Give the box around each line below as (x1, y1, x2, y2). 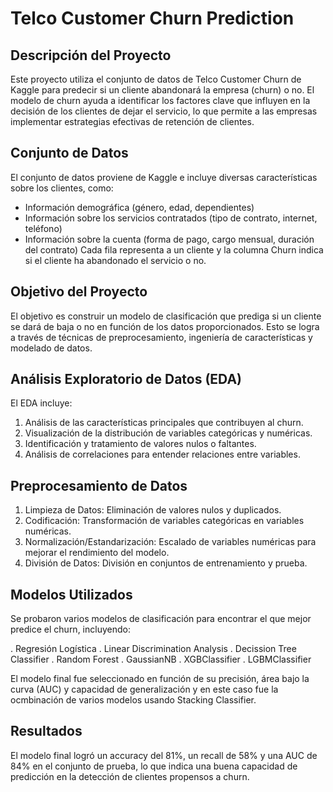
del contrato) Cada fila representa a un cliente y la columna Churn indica (24, 243, 324, 256)
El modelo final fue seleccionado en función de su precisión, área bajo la (10, 673, 310, 685)
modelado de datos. (10, 342, 93, 354)
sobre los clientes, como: (10, 182, 114, 194)
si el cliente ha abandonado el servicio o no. (24, 254, 207, 266)
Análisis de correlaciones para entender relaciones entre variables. (24, 448, 301, 461)
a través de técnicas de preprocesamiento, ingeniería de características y (10, 331, 313, 343)
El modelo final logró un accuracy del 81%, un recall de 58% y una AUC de (10, 749, 318, 761)
